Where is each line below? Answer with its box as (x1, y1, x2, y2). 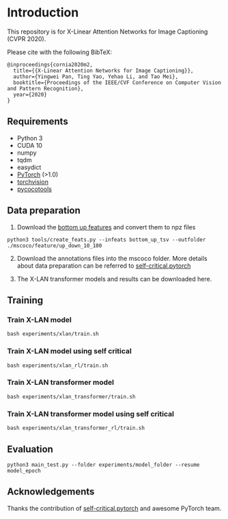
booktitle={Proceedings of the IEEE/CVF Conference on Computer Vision (13, 79, 222, 86)
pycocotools (16, 185, 53, 193)
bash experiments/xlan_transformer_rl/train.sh (7, 425, 145, 432)
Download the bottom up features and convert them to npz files (16, 223, 196, 231)
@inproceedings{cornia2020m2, (7, 61, 94, 68)
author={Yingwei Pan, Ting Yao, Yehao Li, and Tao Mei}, (13, 73, 179, 80)
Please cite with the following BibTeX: (7, 48, 113, 56)
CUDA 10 (16, 141, 43, 149)
